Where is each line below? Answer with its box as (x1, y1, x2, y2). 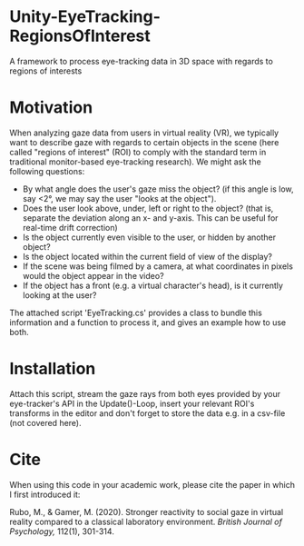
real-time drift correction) (22, 222, 118, 233)
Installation (9, 359, 96, 379)
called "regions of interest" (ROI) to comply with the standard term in (9, 146, 267, 157)
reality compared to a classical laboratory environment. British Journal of (9, 516, 283, 527)
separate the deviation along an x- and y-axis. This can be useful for (22, 212, 279, 223)
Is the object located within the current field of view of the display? (22, 251, 272, 262)
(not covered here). (9, 417, 82, 428)
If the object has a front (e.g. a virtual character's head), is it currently (22, 280, 284, 291)
